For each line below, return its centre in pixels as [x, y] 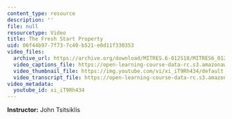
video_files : [26, 52]
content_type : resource [41, 13]
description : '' [30, 20]
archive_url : [32, 58]
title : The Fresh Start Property [55, 39]
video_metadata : [30, 84]
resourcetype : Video [37, 33]
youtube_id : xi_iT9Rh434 [49, 90]
